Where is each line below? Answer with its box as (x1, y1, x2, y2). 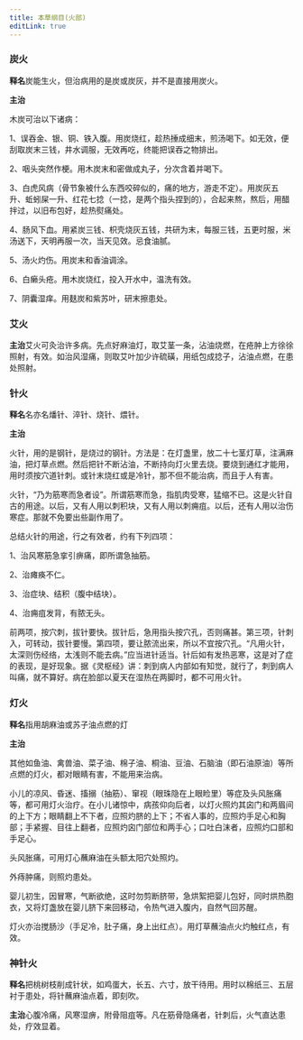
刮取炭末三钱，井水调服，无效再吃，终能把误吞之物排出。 (9, 143, 223, 154)
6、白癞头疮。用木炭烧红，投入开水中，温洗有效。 (9, 273, 197, 284)
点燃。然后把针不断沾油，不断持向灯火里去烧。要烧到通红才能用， (48, 459, 294, 470)
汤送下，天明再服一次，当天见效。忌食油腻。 (9, 235, 176, 246)
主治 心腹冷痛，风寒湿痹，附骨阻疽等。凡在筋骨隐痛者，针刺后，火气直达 (9, 1009, 278, 1020)
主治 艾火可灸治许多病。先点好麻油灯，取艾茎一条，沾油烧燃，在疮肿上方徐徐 (9, 340, 294, 351)
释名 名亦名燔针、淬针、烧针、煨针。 (9, 410, 144, 420)
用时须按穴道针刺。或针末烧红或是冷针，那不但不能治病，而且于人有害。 (9, 470, 278, 481)
